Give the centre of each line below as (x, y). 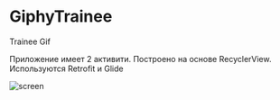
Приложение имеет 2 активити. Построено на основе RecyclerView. (140, 59)
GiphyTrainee (61, 17)
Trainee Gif (30, 41)
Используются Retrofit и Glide (66, 68)
